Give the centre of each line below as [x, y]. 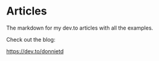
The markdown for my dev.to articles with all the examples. [80, 28]
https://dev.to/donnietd [35, 51]
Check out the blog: [31, 39]
